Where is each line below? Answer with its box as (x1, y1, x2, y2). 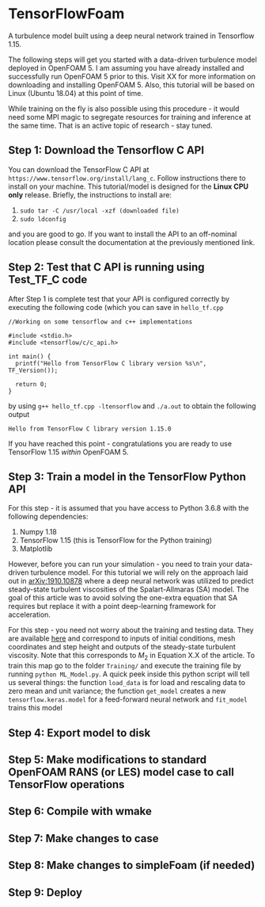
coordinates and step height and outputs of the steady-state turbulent (8, 642, 236, 652)
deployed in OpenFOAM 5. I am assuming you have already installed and (8, 63, 244, 72)
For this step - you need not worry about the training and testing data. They (8, 626, 255, 635)
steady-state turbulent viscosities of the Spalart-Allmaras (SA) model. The (8, 584, 249, 595)
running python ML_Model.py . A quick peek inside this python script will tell (8, 669, 250, 679)
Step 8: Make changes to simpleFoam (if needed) (8, 859, 256, 872)
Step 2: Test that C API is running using (8, 261, 205, 274)
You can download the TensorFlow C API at (8, 164, 150, 174)
